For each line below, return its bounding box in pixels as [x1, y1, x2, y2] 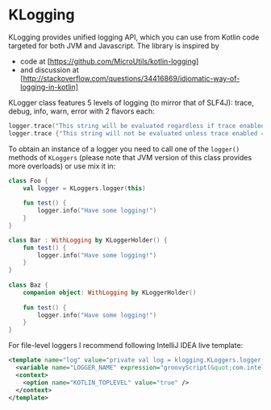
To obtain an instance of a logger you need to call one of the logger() [8, 143, 240, 154]
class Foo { [8, 176, 48, 184]
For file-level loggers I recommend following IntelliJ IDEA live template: [8, 341, 244, 350]
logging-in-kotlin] [19, 82, 79, 92]
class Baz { [8, 281, 48, 289]
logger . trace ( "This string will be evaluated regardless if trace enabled [8, 122, 265, 130]
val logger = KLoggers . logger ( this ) [23, 184, 147, 193]
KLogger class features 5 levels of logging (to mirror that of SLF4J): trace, [8, 97, 254, 107]
